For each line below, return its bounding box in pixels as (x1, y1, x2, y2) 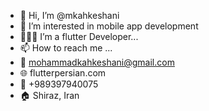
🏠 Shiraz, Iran (19, 90, 80, 101)
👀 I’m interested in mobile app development (19, 20, 199, 32)
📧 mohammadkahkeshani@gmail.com (19, 56, 175, 68)
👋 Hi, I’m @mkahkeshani (19, 10, 120, 21)
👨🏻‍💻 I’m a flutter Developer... (19, 31, 139, 42)
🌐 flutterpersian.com (19, 67, 107, 79)
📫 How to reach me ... (19, 42, 113, 54)
